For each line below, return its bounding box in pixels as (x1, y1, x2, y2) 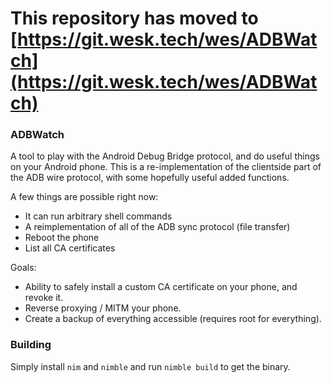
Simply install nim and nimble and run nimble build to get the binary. (10, 360, 291, 372)
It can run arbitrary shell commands (24, 210, 173, 222)
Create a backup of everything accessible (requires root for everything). (24, 313, 322, 325)
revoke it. (24, 292, 64, 304)
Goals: (10, 262, 37, 274)
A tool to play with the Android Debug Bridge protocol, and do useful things (10, 150, 320, 162)
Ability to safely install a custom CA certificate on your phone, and (24, 281, 298, 293)
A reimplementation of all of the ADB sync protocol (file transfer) (24, 221, 291, 233)
